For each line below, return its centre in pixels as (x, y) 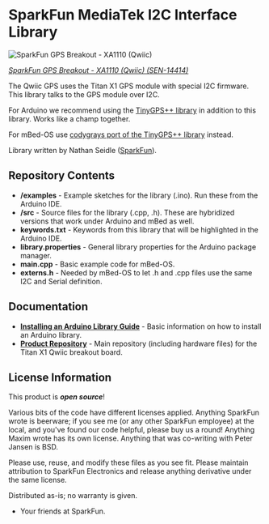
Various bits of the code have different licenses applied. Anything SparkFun (134, 413)
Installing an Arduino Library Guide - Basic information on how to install (141, 326)
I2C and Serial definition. (61, 281)
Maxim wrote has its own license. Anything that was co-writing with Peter (130, 438)
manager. (36, 255)
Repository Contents (62, 176)
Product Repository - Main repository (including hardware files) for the (139, 343)
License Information (60, 377)
